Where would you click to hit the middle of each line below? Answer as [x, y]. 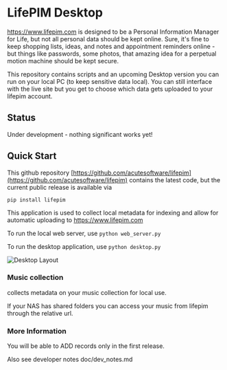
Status [22, 118]
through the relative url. [40, 313]
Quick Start [32, 156]
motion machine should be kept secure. [63, 61]
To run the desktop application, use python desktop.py [84, 246]
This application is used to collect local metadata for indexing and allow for [113, 213]
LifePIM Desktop [55, 13]
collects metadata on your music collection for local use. [87, 292]
